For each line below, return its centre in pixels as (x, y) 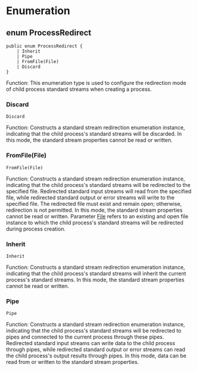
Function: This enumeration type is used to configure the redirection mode (96, 83)
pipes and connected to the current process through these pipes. (85, 337)
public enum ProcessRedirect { (44, 46)
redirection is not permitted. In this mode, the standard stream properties (94, 210)
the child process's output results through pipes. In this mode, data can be (96, 356)
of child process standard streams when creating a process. (79, 89)
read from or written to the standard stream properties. (73, 362)
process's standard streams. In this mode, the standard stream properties (95, 280)
